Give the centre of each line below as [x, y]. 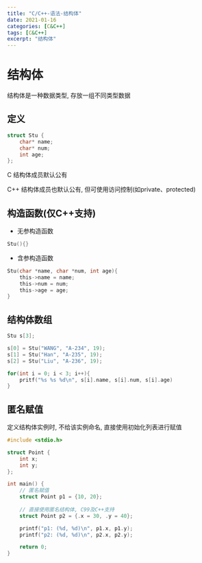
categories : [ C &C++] [37, 26]
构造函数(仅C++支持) [51, 213]
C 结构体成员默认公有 [37, 175]
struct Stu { [26, 135]
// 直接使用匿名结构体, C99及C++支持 [67, 509]
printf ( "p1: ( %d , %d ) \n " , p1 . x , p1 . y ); [76, 528]
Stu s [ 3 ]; [21, 336]
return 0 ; [34, 547]
